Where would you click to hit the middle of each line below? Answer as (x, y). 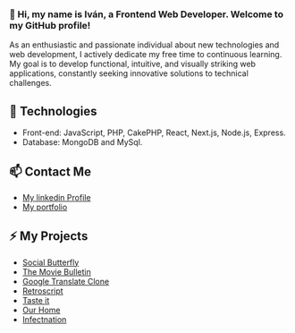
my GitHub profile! (50, 25)
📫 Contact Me (51, 171)
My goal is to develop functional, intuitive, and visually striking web (133, 64)
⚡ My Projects (49, 236)
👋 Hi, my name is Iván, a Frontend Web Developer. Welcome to (147, 14)
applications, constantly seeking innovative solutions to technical (129, 73)
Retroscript (43, 291)
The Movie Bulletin (56, 271)
